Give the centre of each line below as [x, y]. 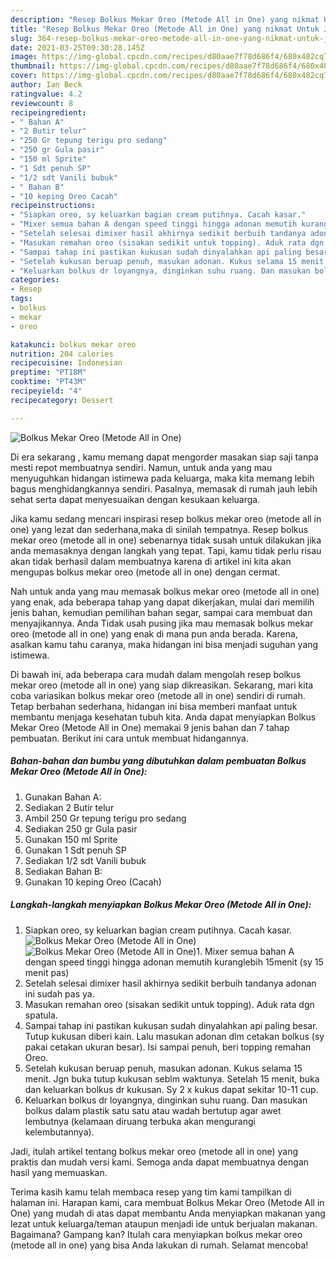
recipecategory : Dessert [62, 400]
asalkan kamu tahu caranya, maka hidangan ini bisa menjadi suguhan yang [164, 644]
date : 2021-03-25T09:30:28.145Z [77, 47]
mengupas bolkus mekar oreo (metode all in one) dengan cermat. [145, 572]
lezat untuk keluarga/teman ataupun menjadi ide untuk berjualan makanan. [164, 1223]
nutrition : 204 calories [62, 354]
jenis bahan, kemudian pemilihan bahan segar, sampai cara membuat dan [161, 612]
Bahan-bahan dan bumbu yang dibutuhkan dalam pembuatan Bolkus [158, 761]
